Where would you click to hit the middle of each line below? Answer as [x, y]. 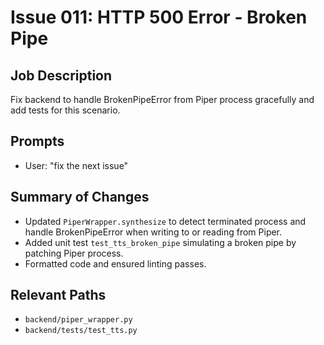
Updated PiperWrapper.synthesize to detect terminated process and [165, 221]
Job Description [61, 75]
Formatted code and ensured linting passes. [115, 263]
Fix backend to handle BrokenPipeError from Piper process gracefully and [162, 99]
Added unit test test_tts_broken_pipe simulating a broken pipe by [160, 242]
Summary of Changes [80, 197]
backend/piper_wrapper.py [78, 320]
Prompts [37, 141]
